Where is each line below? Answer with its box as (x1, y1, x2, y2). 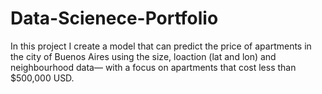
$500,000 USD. (10, 72, 75, 84)
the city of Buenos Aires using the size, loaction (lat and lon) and (10, 50, 277, 62)
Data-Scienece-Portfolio (10, 7, 219, 30)
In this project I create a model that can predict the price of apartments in (10, 40, 312, 52)
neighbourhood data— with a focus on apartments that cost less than (10, 61, 297, 73)
